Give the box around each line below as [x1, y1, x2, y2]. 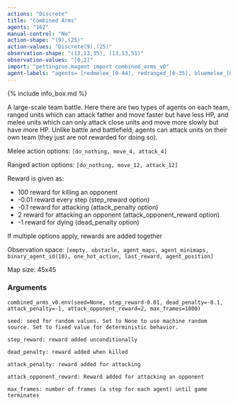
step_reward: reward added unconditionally [7, 336, 138, 343]
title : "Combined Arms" [7, 17, 78, 24]
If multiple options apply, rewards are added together [7, 232, 163, 240]
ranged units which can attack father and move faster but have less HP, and [7, 110, 229, 119]
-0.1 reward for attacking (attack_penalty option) [17, 202, 159, 211]
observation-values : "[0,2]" [7, 57, 93, 64]
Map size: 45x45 [7, 265, 57, 273]
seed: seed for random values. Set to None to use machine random [7, 317, 208, 324]
